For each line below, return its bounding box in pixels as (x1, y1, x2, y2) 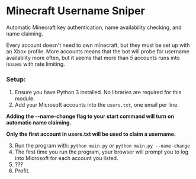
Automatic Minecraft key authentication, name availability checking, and (6, 24, 182, 31)
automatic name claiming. (6, 119, 72, 126)
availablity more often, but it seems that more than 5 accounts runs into (6, 54, 180, 61)
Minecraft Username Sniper (6, 4, 145, 18)
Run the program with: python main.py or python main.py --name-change (14, 142, 191, 149)
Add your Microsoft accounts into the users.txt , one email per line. (14, 101, 179, 108)
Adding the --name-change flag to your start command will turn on (6, 113, 175, 120)
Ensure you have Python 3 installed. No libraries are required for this (14, 89, 182, 96)
